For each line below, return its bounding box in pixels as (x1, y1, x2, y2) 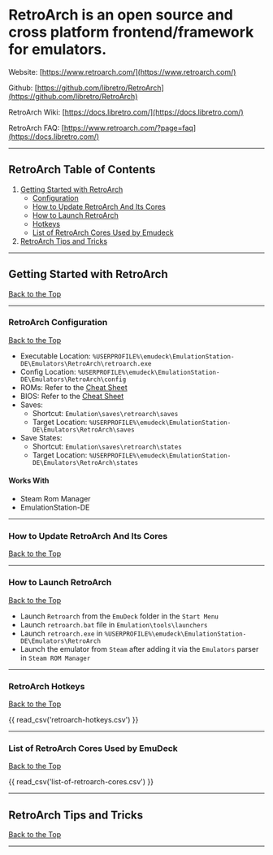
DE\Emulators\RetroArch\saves (32, 425, 136, 434)
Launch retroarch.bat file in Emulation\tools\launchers (19, 619, 209, 629)
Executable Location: (19, 351, 91, 361)
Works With (8, 475, 50, 485)
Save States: (19, 432, 63, 442)
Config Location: (19, 367, 76, 376)
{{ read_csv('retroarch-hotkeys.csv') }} (8, 714, 139, 724)
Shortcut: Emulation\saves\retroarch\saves (32, 408, 179, 418)
